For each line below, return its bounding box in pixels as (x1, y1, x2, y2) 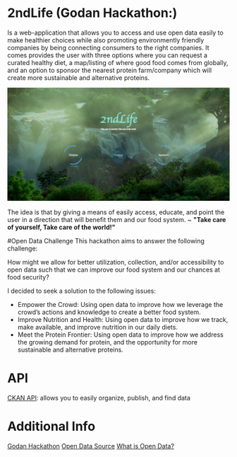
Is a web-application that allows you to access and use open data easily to (7, 28, 224, 37)
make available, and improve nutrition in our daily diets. (17, 323, 178, 331)
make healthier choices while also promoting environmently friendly (7, 35, 205, 44)
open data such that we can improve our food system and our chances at (7, 265, 221, 274)
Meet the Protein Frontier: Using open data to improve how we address (17, 330, 224, 339)
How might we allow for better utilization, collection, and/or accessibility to (7, 258, 224, 266)
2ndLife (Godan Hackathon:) (7, 5, 178, 21)
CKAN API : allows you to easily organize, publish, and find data (7, 393, 190, 402)
